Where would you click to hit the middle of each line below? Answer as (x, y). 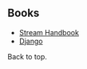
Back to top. (27, 56)
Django (31, 41)
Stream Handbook (49, 32)
